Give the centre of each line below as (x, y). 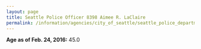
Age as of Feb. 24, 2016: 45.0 (43, 40)
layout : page (22, 12)
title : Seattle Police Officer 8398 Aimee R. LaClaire (76, 17)
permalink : (20, 23)
